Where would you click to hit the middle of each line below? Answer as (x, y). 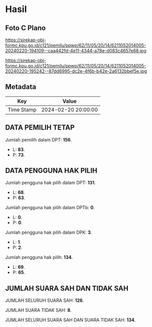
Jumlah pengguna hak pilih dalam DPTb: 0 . (50, 208)
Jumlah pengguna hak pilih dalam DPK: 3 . (49, 232)
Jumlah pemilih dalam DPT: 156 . (39, 140)
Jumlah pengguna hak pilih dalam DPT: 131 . (50, 183)
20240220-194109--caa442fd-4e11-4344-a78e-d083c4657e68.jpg (76, 51)
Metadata (21, 87)
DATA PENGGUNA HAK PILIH (51, 171)
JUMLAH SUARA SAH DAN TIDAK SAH (67, 288)
